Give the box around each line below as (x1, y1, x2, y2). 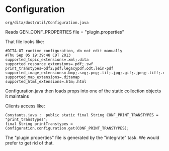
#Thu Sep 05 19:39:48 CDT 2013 (5, 53, 71, 58)
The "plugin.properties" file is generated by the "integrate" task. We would (5, 134, 159, 140)
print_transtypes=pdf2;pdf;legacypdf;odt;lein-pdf (5, 66, 114, 71)
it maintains (5, 93, 29, 99)
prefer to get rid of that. (5, 139, 54, 146)
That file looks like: (5, 39, 44, 45)
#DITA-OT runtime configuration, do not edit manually (5, 48, 123, 53)
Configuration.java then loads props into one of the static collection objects (5, 88, 161, 94)
